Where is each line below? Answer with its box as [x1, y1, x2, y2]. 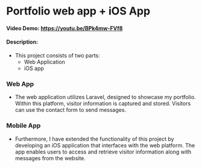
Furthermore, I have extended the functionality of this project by [14, 135, 174, 143]
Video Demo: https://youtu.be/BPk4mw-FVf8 [6, 24, 123, 31]
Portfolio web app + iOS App [6, 4, 151, 18]
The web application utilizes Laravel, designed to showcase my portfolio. [14, 94, 196, 101]
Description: [6, 38, 38, 46]
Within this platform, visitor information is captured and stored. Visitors [14, 100, 191, 107]
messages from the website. [14, 154, 86, 161]
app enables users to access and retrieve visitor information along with [14, 148, 192, 155]
